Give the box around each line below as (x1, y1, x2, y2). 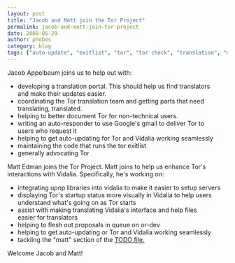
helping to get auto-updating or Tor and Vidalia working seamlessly (17, 228, 212, 236)
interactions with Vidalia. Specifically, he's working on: (7, 169, 164, 178)
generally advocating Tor (17, 148, 90, 157)
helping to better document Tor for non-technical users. (17, 111, 178, 120)
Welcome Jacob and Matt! (7, 249, 83, 257)
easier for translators (17, 213, 78, 221)
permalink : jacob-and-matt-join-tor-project (7, 23, 139, 30)
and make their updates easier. (17, 89, 107, 98)
